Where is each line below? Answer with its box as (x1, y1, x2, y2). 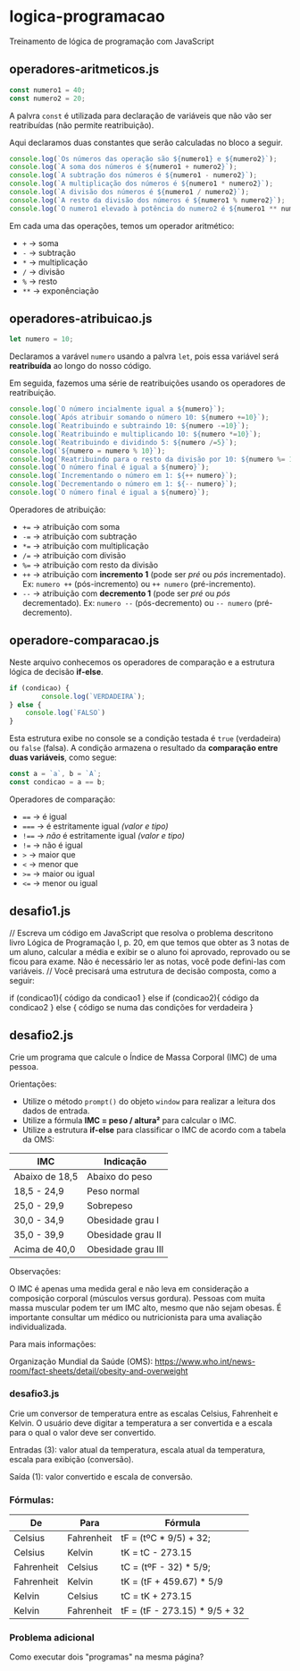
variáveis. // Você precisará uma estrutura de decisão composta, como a (9, 965, 277, 976)
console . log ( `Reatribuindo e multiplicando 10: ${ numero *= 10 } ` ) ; (9, 430, 262, 439)
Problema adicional (9, 1632, 96, 1644)
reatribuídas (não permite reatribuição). (9, 119, 154, 131)
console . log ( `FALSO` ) (25, 709, 105, 718)
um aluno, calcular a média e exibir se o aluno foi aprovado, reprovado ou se (9, 946, 291, 957)
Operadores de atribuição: (9, 504, 106, 515)
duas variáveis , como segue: (9, 752, 118, 763)
